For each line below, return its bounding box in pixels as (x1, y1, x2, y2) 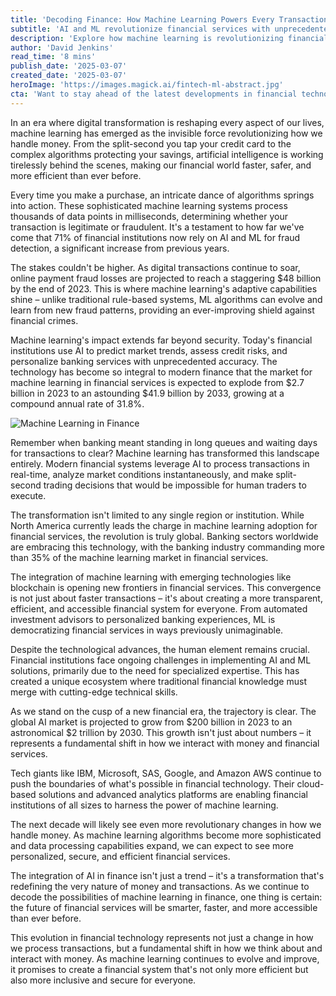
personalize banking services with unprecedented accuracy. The (10, 355, 278, 367)
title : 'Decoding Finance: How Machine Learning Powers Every (10, 14, 275, 25)
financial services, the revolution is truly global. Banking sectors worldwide (10, 530, 319, 542)
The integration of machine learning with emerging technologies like (10, 571, 292, 583)
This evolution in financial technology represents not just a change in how (10, 931, 314, 943)
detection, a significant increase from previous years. (10, 242, 230, 254)
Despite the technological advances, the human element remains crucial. (10, 643, 311, 655)
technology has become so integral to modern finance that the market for (10, 366, 313, 378)
